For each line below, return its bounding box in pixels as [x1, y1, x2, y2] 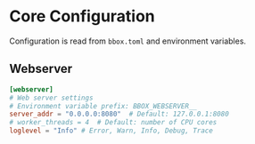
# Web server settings [9, 93, 94, 102]
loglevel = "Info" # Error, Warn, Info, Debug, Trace [9, 126, 214, 135]
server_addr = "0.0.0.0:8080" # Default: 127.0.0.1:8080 [9, 109, 229, 119]
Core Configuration [9, 6, 156, 27]
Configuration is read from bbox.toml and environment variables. [9, 36, 247, 46]
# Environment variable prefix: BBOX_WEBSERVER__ [9, 101, 198, 110]
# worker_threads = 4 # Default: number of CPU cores [9, 118, 218, 127]
